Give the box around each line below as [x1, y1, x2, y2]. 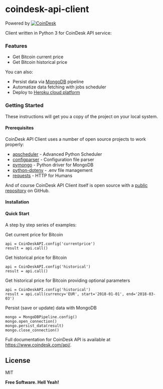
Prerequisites [5, 125, 34, 131]
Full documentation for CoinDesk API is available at [5, 336, 111, 342]
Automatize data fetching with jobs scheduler [12, 84, 106, 90]
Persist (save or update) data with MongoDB [5, 305, 97, 311]
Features [5, 42, 28, 49]
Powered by [5, 20, 30, 26]
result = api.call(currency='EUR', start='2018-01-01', [5, 291, 124, 297]
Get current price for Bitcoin [5, 231, 63, 237]
